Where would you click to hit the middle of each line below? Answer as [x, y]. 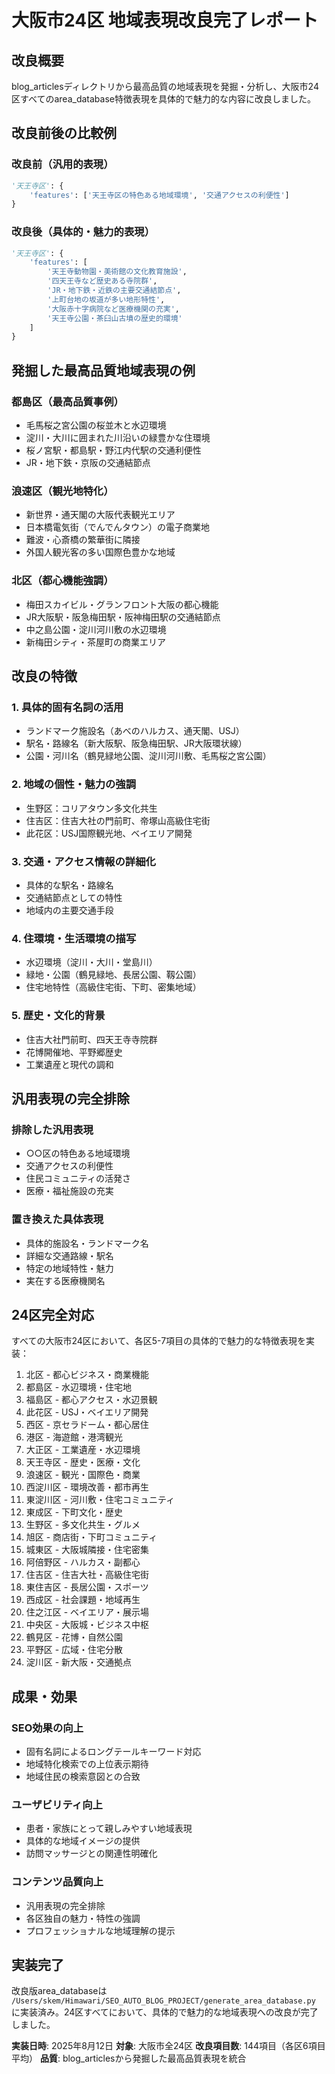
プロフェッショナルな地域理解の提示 [100, 1930]
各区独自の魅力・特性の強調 [83, 1918]
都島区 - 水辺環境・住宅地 [79, 1387]
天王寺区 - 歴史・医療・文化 [83, 1462]
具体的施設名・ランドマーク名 [87, 1243]
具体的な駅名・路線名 [69, 885]
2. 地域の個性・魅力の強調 [74, 784]
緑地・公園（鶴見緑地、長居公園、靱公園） [113, 975]
